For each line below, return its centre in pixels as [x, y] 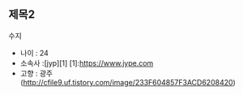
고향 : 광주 [36, 73]
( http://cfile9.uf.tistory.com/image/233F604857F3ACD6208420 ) [128, 82]
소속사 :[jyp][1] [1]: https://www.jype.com [87, 63]
